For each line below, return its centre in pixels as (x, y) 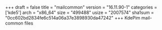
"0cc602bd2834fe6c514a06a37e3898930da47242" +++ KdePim (73, 18)
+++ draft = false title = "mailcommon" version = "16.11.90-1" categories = (81, 7)
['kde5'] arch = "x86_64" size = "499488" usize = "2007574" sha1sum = (79, 12)
